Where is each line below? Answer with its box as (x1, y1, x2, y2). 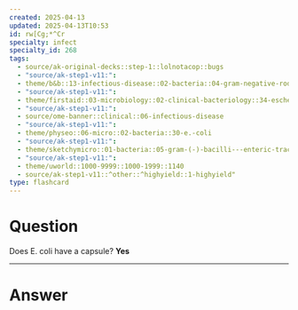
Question (9, 217, 78, 236)
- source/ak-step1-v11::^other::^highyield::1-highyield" (17, 170, 237, 179)
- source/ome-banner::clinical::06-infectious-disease (17, 112, 224, 121)
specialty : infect (9, 37, 77, 47)
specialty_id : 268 (9, 46, 77, 55)
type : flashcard (9, 179, 69, 187)
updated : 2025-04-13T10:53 (9, 21, 109, 30)
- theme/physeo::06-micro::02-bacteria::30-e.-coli (17, 129, 213, 138)
